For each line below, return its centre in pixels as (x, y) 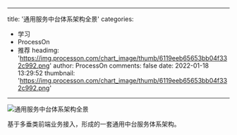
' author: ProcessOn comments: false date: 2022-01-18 (129, 65)
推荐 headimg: (38, 50)
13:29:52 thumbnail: (46, 73)
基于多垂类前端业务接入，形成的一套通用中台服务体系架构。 (94, 124)
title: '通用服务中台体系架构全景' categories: (71, 19)
